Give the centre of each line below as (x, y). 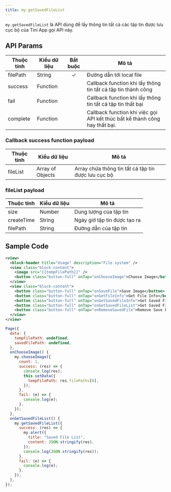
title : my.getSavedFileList (35, 10)
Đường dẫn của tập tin (101, 228)
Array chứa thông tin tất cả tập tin (115, 168)
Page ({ (12, 329)
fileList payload (25, 190)
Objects (46, 175)
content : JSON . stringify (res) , (61, 442)
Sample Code (27, 246)
